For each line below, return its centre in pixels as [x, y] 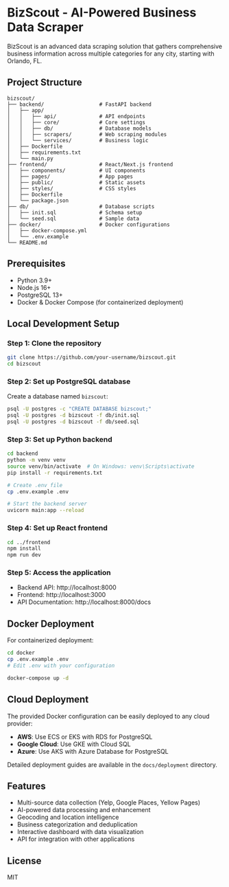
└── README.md [27, 243]
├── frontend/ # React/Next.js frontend [90, 164]
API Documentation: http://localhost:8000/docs [84, 602]
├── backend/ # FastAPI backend [80, 104]
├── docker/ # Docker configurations [88, 225]
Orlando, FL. [25, 60]
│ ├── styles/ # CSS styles [72, 188]
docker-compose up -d [38, 678]
